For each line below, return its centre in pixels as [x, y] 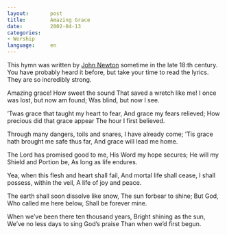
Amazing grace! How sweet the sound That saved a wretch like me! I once [112, 93]
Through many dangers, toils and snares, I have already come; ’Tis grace [110, 134]
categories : [24, 33]
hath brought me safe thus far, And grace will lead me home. [93, 141]
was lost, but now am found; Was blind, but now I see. [83, 100]
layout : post [35, 13]
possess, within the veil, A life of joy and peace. [74, 182]
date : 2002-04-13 [44, 26]
